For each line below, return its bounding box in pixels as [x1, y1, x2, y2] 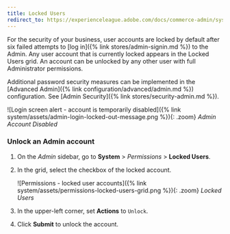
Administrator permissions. [7, 64, 84, 73]
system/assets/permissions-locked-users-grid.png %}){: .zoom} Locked [16, 186, 222, 194]
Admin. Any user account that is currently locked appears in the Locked [7, 49, 209, 58]
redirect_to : [7, 16, 44, 23]
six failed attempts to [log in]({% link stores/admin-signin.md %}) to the [7, 42, 209, 51]
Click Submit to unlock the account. [16, 220, 118, 228]
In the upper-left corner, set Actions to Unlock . [16, 207, 149, 215]
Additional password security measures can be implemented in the [7, 77, 196, 86]
